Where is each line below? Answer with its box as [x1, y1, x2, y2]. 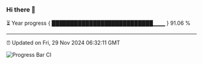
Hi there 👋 [6, 5, 36, 14]
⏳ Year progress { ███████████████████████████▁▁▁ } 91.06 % [6, 19, 191, 27]
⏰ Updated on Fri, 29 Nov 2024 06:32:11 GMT [6, 39, 121, 46]
